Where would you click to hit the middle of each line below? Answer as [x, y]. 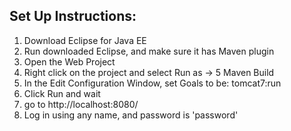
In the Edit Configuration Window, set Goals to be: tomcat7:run [152, 83]
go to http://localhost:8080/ [81, 104]
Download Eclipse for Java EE [85, 40]
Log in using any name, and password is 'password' [131, 115]
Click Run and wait [62, 93]
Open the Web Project [69, 61]
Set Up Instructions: [73, 16]
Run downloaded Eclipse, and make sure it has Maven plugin [149, 51]
